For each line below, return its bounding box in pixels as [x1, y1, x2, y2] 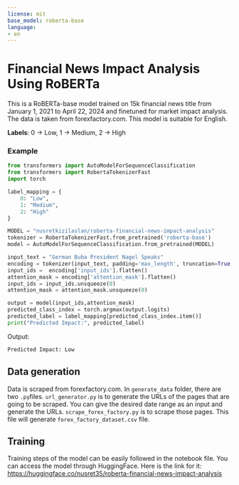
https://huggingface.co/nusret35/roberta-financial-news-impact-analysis [7, 469, 223, 478]
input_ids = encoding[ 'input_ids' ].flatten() [7, 267, 148, 274]
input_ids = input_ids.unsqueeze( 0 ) [7, 280, 116, 287]
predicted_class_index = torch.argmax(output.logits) [7, 307, 171, 314]
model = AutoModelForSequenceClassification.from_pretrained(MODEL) [7, 241, 215, 248]
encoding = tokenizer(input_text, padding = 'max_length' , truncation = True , [7, 260, 234, 267]
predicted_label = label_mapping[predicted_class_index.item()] [7, 313, 202, 320]
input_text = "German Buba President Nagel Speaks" [7, 254, 164, 261]
